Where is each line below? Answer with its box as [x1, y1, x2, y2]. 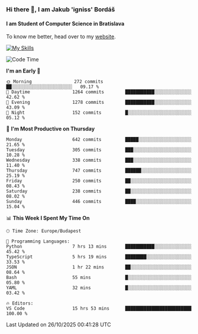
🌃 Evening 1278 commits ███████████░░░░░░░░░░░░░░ [6, 100, 192, 106]
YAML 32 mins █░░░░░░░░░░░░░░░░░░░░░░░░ [6, 285, 192, 291]
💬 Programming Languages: [6, 238, 70, 244]
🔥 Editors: [6, 300, 34, 306]
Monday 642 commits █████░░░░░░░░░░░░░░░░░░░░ [6, 137, 192, 143]
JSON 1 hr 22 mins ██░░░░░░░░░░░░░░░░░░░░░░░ [6, 264, 192, 270]
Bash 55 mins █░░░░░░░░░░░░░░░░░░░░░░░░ [6, 274, 192, 281]
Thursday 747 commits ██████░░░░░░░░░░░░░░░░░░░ [6, 168, 192, 173]
